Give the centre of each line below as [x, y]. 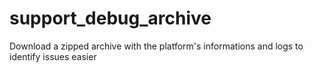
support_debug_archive [110, 18]
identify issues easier [53, 56]
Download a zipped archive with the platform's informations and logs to [156, 46]
